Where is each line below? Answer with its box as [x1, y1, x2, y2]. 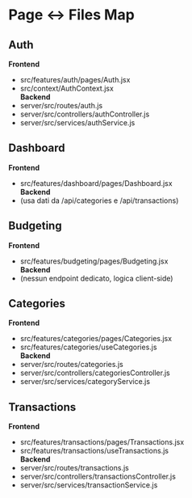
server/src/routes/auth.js [19, 101, 103, 110]
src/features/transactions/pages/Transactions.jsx [19, 437, 185, 447]
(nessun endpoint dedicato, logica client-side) [19, 273, 173, 283]
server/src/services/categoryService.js [19, 377, 151, 386]
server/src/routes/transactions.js [19, 463, 129, 473]
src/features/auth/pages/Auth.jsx [19, 75, 131, 84]
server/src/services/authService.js [19, 118, 136, 127]
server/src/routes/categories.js [19, 360, 123, 369]
